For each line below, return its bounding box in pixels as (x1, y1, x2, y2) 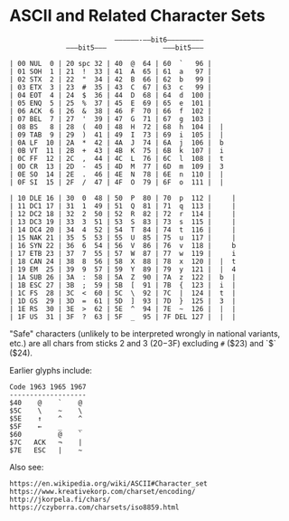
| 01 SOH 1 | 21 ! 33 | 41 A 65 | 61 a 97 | (9, 67, 212, 76)
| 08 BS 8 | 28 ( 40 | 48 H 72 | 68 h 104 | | (9, 122, 224, 131)
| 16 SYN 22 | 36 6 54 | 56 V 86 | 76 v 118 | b (9, 241, 237, 250)
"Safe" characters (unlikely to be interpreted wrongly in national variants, (9, 327, 281, 339)
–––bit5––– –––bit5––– (66, 43, 204, 52)
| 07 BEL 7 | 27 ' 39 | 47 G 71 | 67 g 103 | (9, 114, 212, 123)
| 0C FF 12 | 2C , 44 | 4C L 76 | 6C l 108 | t (9, 154, 224, 163)
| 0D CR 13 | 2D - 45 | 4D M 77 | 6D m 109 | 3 (9, 162, 224, 171)
